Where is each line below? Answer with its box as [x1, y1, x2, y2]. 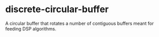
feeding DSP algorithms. [5, 25, 57, 31]
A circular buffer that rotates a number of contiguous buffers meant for [5, 20, 154, 26]
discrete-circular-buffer [5, 4, 109, 15]
